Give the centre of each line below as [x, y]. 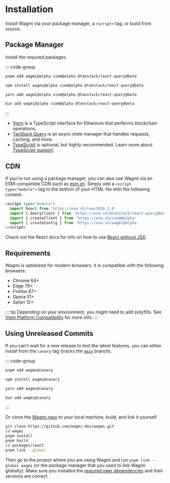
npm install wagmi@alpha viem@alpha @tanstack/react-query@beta [74, 85]
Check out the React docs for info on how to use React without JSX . [76, 237]
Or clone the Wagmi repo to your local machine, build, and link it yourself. [82, 417]
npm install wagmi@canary [32, 379]
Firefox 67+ [25, 292]
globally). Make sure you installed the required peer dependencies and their [84, 470]
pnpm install [19, 436]
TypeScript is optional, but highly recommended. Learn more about [82, 145]
